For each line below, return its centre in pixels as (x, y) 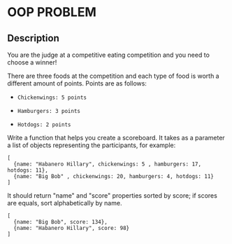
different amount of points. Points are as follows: (77, 83)
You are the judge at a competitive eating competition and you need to (108, 55)
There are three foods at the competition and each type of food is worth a (113, 76)
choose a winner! (32, 62)
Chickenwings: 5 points (52, 97)
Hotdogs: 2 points (44, 125)
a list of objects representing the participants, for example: (92, 145)
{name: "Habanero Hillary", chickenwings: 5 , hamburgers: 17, (107, 164)
